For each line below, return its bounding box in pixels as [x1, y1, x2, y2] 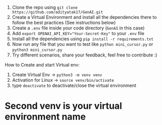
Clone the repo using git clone [12, 5, 78, 10]
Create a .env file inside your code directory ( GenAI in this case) [12, 25, 145, 31]
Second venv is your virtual [5, 100, 123, 112]
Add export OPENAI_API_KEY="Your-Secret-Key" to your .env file [12, 30, 145, 36]
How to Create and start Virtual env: [5, 62, 79, 68]
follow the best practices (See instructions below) [12, 20, 116, 25]
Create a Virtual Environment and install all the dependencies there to [12, 14, 157, 20]
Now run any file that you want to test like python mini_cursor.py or [12, 41, 153, 47]
